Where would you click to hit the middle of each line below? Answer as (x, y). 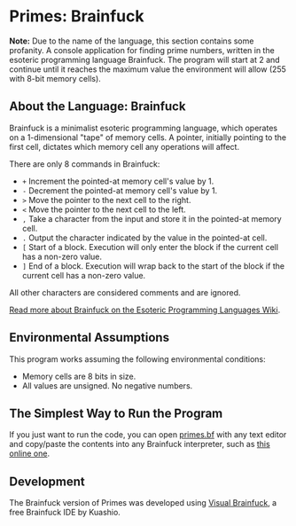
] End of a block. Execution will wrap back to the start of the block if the (153, 266)
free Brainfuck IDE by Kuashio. (65, 513)
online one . (30, 453)
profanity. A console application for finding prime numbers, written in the (142, 50)
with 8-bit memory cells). (55, 78)
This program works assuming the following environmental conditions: (137, 359)
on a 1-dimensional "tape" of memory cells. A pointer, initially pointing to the (148, 137)
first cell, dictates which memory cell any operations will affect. (125, 146)
